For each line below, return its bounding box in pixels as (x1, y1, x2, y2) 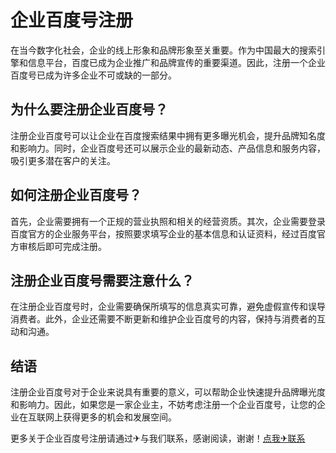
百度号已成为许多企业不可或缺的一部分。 (10, 69, 177, 81)
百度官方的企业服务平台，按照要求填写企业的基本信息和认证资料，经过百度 (10, 227, 317, 240)
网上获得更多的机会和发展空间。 (44, 411, 177, 423)
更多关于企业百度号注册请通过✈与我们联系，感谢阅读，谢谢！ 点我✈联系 (10, 432, 306, 445)
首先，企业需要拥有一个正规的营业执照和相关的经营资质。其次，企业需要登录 (10, 215, 326, 227)
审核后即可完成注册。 (18, 240, 107, 252)
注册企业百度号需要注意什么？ (10, 272, 195, 289)
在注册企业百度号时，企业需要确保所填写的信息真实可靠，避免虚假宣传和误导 (10, 301, 326, 313)
